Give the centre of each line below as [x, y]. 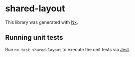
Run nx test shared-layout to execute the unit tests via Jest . [68, 49]
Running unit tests [34, 38]
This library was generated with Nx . [42, 22]
